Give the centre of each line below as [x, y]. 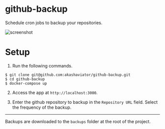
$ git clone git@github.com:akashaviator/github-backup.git [68, 75]
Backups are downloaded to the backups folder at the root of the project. [78, 121]
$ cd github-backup [25, 79]
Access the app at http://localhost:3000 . [55, 93]
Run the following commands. [42, 65]
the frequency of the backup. [42, 107]
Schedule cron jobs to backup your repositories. [54, 23]
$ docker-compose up [26, 83]
